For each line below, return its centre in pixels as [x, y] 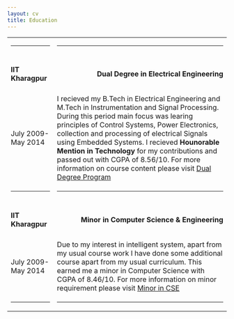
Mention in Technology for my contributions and [137, 151]
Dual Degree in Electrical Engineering [160, 74]
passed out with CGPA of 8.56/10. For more [128, 159]
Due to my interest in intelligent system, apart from [139, 244]
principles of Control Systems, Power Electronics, [138, 125]
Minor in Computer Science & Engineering [152, 219]
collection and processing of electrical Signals [132, 134]
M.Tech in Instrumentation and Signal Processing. [138, 107]
